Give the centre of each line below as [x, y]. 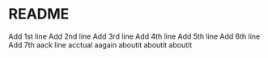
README [39, 14]
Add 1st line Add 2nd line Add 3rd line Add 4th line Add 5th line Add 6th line [134, 36]
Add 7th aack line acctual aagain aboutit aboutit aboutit [100, 44]
